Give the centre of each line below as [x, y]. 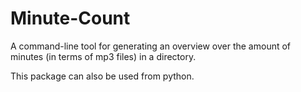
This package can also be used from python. [102, 76]
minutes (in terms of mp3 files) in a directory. [103, 56]
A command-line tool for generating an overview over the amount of [151, 46]
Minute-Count [70, 18]
